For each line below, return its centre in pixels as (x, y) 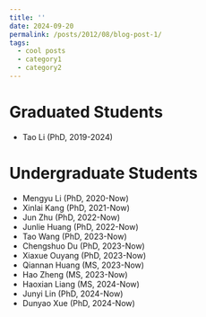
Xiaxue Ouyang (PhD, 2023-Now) (84, 255)
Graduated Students (86, 112)
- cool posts (42, 51)
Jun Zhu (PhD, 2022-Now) (71, 217)
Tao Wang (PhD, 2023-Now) (74, 236)
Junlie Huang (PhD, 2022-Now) (80, 226)
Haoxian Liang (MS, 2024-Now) (81, 284)
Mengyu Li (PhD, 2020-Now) (76, 198)
